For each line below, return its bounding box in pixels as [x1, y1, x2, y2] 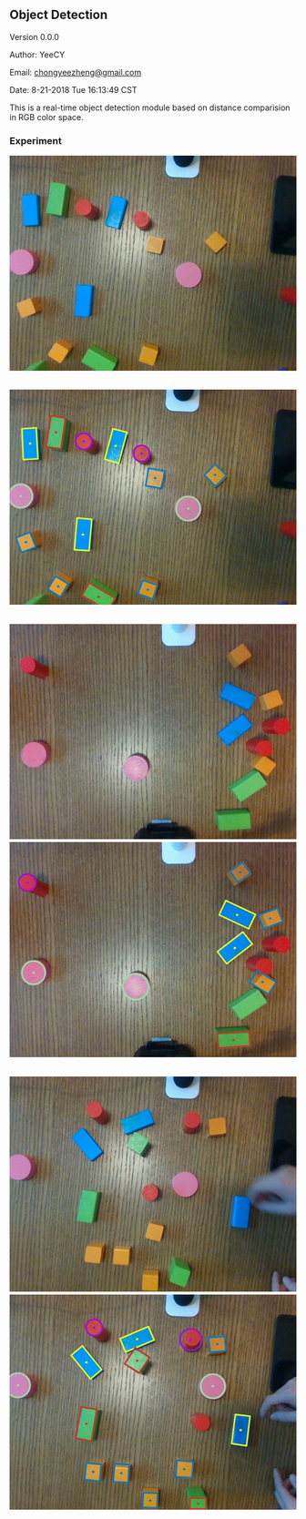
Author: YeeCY [9, 49, 66, 60]
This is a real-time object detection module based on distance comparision [9, 102, 291, 113]
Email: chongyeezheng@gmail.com [9, 66, 142, 77]
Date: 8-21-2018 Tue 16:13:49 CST [9, 84, 138, 95]
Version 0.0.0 [9, 31, 59, 42]
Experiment [9, 134, 62, 147]
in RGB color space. [9, 111, 84, 122]
